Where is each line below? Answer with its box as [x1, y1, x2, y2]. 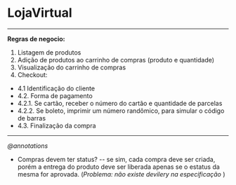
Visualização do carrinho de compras [17, 63, 126, 71]
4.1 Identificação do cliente [17, 84, 96, 92]
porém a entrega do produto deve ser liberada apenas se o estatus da [17, 163, 220, 171]
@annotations [7, 142, 48, 150]
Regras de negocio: [7, 34, 65, 43]
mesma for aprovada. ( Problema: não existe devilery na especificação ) [17, 170, 225, 178]
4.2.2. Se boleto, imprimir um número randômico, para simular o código [17, 107, 225, 115]
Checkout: [17, 70, 48, 78]
